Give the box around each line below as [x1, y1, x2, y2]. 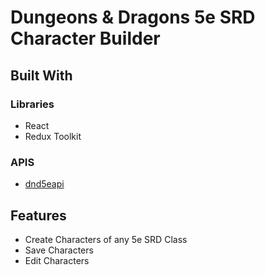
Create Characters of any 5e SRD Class [24, 233, 188, 245]
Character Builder [10, 27, 161, 50]
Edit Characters [24, 254, 90, 266]
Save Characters [24, 244, 94, 256]
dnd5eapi [24, 178, 65, 190]
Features [10, 207, 67, 224]
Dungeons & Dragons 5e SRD [10, 6, 256, 29]
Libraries [10, 97, 55, 111]
